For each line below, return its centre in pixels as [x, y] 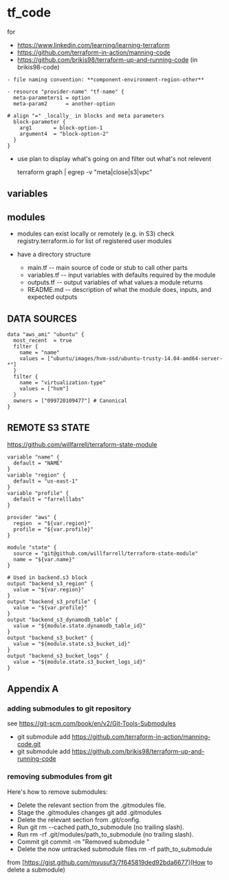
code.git [29, 744]
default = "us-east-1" [46, 481]
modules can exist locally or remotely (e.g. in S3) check [96, 234]
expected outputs [52, 297]
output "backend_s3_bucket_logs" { [58, 656]
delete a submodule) [36, 870]
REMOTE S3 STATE [48, 428]
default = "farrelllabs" [49, 499]
